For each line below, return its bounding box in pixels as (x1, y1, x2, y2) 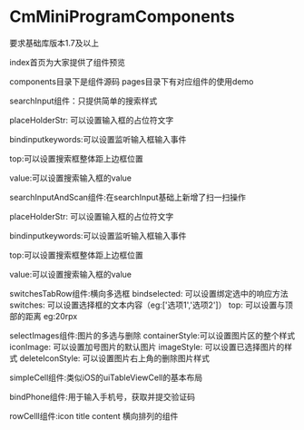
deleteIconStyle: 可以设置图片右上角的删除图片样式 (19, 352, 211, 364)
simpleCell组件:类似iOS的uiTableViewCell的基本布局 (9, 372, 202, 383)
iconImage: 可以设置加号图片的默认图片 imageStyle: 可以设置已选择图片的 (9, 341, 285, 352)
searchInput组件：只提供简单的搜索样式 (9, 95, 158, 106)
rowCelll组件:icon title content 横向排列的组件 (9, 410, 179, 421)
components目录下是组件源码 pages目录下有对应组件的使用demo (9, 75, 254, 87)
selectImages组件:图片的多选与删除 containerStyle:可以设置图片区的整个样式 (9, 329, 296, 341)
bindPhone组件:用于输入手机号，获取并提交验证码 (9, 391, 195, 402)
